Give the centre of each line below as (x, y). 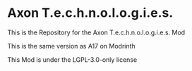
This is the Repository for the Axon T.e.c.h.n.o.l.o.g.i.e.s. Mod (96, 32)
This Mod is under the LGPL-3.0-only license (72, 59)
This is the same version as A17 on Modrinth (71, 46)
